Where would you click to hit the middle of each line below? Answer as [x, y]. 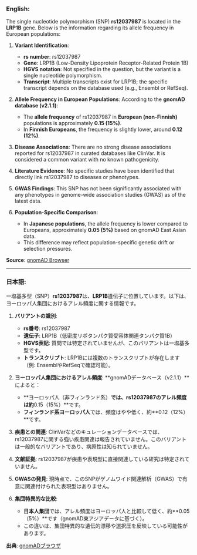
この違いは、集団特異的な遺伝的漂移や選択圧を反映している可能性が [106, 526]
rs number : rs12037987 [52, 57]
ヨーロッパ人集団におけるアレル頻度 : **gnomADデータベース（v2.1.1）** [102, 377]
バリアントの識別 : [36, 315]
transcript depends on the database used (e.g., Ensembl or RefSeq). [106, 88]
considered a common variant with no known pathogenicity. [87, 160]
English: [18, 9]
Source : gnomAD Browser [38, 260]
